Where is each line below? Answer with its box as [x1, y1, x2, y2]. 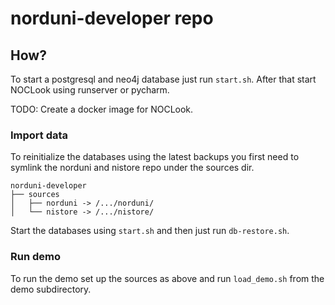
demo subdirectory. [10, 283, 92, 295]
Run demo [10, 250, 62, 264]
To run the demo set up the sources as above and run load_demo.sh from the [10, 272, 325, 284]
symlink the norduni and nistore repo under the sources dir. [10, 162, 255, 174]
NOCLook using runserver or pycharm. [10, 84, 170, 96]
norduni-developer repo [10, 7, 214, 30]
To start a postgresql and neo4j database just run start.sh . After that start [10, 73, 317, 85]
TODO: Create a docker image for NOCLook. [10, 103, 194, 115]
